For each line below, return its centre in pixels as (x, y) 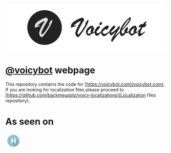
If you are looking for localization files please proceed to (65, 90)
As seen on (29, 121)
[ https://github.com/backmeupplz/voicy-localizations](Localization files (81, 95)
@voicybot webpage (50, 70)
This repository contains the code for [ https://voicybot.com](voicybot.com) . (85, 84)
